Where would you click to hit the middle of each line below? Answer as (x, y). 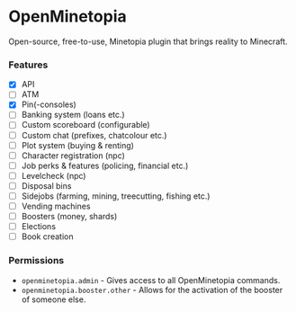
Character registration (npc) (73, 156)
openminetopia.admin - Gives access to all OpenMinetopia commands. (151, 280)
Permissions (36, 261)
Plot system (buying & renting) (77, 145)
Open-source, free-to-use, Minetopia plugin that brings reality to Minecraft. (148, 41)
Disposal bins (46, 185)
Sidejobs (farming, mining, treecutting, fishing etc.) (116, 196)
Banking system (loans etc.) (73, 115)
